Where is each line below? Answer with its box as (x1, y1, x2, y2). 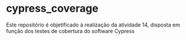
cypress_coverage (6, 2, 99, 15)
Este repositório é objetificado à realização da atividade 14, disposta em (6, 21, 181, 28)
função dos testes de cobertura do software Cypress (6, 27, 135, 34)
